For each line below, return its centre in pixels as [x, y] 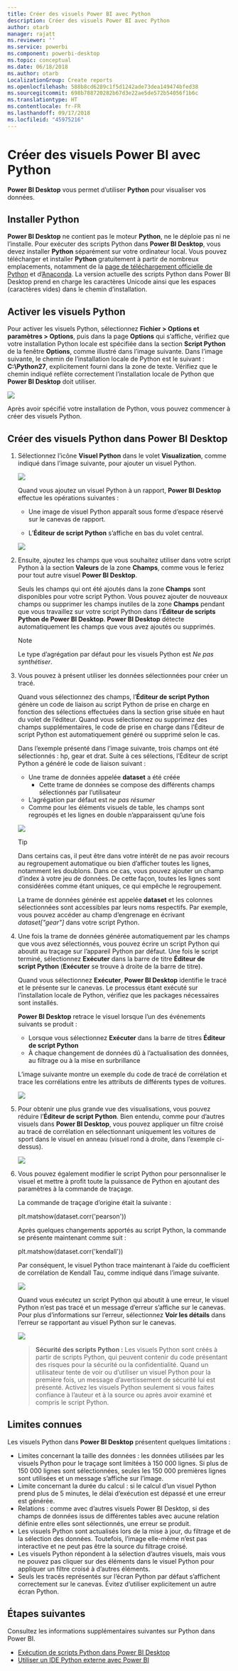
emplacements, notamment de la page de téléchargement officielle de [110, 266]
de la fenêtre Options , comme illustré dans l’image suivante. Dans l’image [115, 352]
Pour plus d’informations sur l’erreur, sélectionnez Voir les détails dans [121, 1315]
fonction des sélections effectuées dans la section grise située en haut [121, 712]
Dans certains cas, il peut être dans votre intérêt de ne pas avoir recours [123, 856]
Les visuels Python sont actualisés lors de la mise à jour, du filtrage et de [124, 1531]
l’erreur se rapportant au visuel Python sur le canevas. [97, 1323]
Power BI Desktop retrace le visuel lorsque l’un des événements [112, 1016]
